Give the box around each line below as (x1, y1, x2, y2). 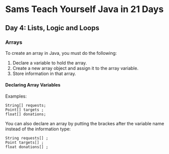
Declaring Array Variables (5, 82, 61, 88)
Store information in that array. (12, 70, 77, 76)
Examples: (5, 93, 27, 99)
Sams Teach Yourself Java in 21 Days (5, 4, 164, 15)
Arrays (5, 39, 23, 46)
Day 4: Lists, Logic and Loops (5, 24, 99, 32)
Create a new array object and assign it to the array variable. (12, 65, 139, 71)
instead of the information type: (5, 126, 71, 132)
